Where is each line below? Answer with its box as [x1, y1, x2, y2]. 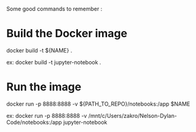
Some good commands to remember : [6, 5, 103, 12]
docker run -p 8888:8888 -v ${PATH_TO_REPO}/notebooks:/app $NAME [6, 100, 190, 108]
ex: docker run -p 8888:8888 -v [6, 112, 87, 119]
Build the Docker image [6, 27, 128, 40]
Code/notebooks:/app [6, 119, 63, 126]
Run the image [6, 80, 82, 94]
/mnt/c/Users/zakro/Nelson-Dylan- [88, 112, 177, 119]
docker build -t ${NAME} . [6, 46, 73, 54]
